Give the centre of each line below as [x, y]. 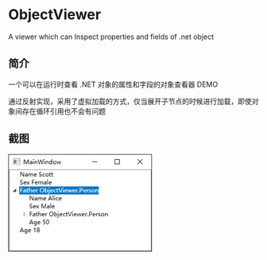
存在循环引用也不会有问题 [64, 111]
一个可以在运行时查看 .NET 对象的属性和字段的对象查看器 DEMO [113, 84]
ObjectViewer [55, 15]
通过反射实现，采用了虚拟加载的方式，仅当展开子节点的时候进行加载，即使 [130, 101]
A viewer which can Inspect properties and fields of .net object [111, 37]
